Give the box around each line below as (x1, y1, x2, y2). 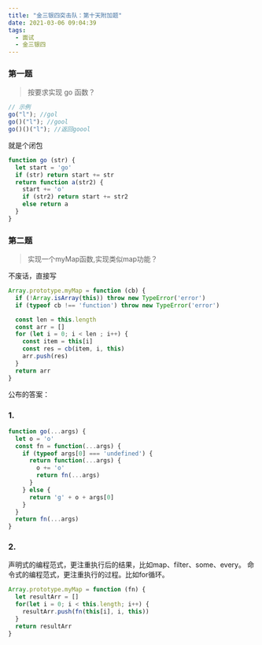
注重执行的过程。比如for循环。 (69, 570, 169, 580)
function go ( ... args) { (8, 427, 87, 436)
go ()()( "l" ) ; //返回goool (8, 125, 91, 134)
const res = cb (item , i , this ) (22, 345, 125, 353)
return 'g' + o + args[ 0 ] (28, 493, 114, 501)
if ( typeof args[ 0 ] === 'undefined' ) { (22, 450, 153, 458)
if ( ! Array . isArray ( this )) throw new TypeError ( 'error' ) (15, 294, 206, 302)
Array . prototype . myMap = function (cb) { (8, 287, 146, 295)
